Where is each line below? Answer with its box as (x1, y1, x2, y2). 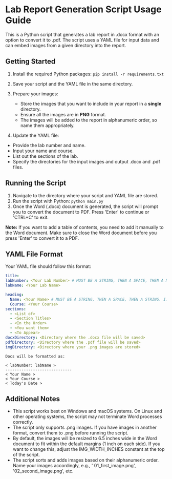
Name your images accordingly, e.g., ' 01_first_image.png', (12, 463, 136, 469)
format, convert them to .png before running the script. (12, 430, 129, 436)
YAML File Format (5, 249, 63, 258)
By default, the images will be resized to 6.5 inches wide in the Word (12, 435, 157, 442)
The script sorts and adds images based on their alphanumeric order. (12, 457, 159, 463)
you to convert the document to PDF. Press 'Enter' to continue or (12, 209, 149, 215)
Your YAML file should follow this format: (5, 263, 91, 269)
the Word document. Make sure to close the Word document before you (5, 230, 157, 236)
